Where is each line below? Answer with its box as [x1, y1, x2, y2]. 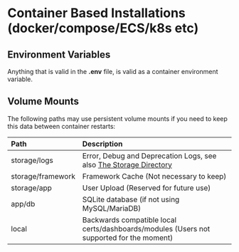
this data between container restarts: [7, 122, 116, 130]
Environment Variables [7, 48, 111, 61]
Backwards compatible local [82, 215, 176, 225]
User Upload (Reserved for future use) [82, 183, 211, 193]
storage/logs [11, 155, 53, 165]
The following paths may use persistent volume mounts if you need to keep [7, 114, 228, 122]
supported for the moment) [82, 233, 173, 243]
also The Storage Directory [82, 159, 173, 169]
